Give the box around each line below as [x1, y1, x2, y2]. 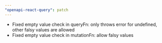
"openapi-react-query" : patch [5, 7, 69, 13]
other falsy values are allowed [12, 26, 75, 33]
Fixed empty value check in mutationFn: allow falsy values [12, 32, 134, 38]
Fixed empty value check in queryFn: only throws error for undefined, [12, 21, 157, 27]
